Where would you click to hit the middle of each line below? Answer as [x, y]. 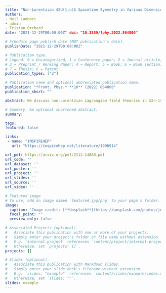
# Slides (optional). [27, 260]
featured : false [22, 128]
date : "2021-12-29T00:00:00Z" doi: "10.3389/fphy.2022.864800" [72, 33]
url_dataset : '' [22, 164]
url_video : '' [20, 187]
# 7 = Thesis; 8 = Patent [32, 69]
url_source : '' [21, 183]
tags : [11, 123]
